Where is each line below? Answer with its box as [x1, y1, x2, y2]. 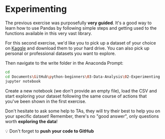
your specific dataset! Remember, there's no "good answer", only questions [5, 113, 159, 119]
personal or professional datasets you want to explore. [5, 50, 116, 56]
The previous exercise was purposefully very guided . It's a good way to [5, 20, 152, 26]
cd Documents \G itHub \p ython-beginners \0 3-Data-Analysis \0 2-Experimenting [5, 74, 161, 79]
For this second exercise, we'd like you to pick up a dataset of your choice [5, 40, 157, 46]
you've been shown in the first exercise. [5, 98, 86, 104]
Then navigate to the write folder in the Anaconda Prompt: [5, 60, 124, 66]
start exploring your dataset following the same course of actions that [5, 93, 147, 99]
